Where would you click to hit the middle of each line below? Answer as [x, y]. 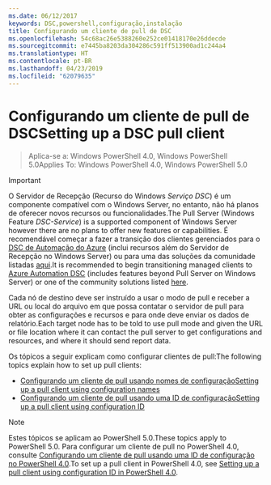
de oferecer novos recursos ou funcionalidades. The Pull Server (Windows [131, 213]
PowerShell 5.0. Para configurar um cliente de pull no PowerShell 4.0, [124, 446]
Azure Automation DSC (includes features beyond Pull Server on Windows [132, 273]
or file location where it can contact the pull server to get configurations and [135, 332]
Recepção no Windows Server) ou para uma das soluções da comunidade [132, 256]
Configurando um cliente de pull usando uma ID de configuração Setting [140, 398]
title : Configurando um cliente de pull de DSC [90, 31]
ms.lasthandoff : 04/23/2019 [56, 69]
